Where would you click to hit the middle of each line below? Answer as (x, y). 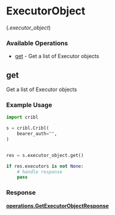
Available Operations (37, 43)
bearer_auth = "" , (37, 134)
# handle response (40, 172)
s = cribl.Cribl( (28, 128)
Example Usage (29, 105)
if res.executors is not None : (45, 166)
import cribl (22, 117)
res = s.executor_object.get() (45, 155)
